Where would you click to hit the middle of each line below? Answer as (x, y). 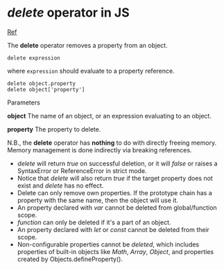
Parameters (24, 102)
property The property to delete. (54, 129)
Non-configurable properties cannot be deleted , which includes (108, 244)
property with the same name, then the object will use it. (97, 200)
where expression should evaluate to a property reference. (91, 71)
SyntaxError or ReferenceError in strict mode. (82, 170)
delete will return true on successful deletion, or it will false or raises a (117, 163)
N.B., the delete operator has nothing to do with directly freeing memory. (112, 143)
